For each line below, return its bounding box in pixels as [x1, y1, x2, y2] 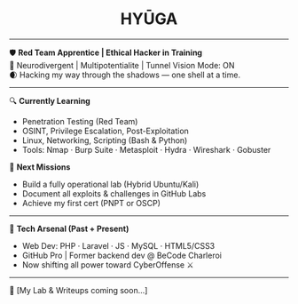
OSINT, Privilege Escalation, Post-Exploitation [21, 125, 189, 136]
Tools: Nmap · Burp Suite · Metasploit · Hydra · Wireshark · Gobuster [21, 144, 271, 155]
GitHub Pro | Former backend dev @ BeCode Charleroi [21, 250, 222, 260]
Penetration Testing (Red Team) [21, 116, 138, 126]
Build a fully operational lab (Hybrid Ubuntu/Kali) [21, 179, 200, 189]
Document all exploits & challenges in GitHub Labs [21, 188, 207, 199]
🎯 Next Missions [9, 161, 71, 172]
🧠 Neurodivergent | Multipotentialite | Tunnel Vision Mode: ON [9, 60, 235, 70]
